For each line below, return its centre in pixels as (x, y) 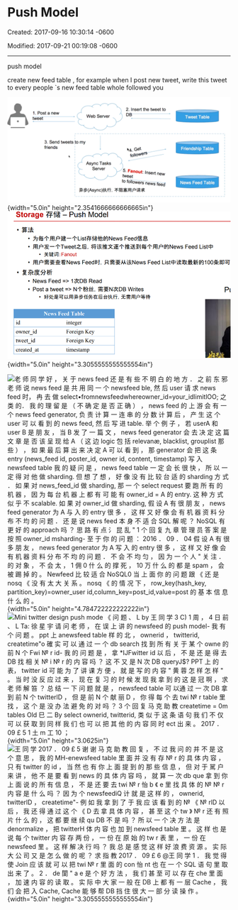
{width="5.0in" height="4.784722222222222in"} (79, 609)
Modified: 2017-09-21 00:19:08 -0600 (63, 45)
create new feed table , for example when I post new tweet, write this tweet (117, 80)
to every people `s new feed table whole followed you (86, 87)
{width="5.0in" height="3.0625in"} (58, 741)
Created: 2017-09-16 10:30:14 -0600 (61, 32)
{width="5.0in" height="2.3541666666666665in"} (80, 208)
